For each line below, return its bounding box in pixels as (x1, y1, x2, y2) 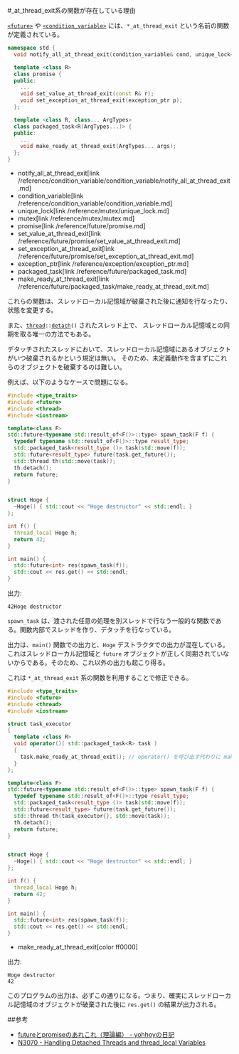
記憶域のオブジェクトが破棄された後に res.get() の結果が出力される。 (13, 1000, 221, 1008)
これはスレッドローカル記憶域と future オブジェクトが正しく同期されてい (7, 649, 223, 658)
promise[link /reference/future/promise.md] (17, 222, 146, 230)
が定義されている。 (7, 31, 64, 38)
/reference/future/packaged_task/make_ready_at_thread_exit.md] (17, 282, 210, 290)
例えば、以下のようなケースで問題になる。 (7, 378, 132, 386)
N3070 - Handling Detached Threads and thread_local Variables (17, 1038, 206, 1047)
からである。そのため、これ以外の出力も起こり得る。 (13, 659, 169, 666)
